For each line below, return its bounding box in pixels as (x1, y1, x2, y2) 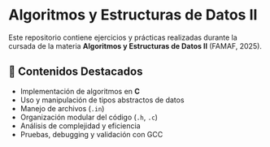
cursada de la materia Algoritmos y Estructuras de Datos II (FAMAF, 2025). (8, 41, 263, 50)
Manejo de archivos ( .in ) (20, 103, 105, 113)
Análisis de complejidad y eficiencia (20, 120, 141, 131)
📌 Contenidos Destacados (8, 65, 143, 79)
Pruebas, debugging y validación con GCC (20, 129, 163, 139)
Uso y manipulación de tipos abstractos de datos (20, 95, 185, 105)
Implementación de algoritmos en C (20, 86, 141, 96)
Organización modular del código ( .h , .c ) (20, 112, 159, 122)
